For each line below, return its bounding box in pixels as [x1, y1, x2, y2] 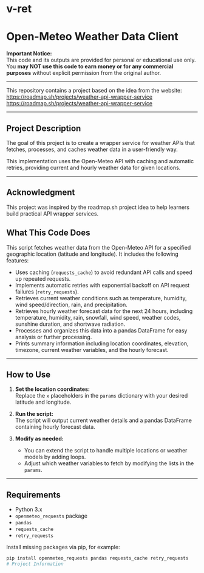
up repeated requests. [15, 275, 71, 282]
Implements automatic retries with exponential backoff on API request [15, 281, 190, 289]
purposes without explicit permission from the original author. [6, 69, 161, 77]
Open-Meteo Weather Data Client [6, 30, 179, 44]
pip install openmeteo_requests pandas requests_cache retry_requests [6, 555, 189, 561]
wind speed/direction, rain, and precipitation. [15, 301, 127, 308]
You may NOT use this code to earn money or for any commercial [6, 63, 174, 70]
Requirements [6, 490, 61, 500]
